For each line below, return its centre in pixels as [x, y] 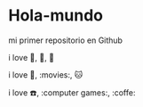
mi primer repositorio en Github [66, 40]
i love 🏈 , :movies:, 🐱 [46, 74]
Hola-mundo [56, 16]
